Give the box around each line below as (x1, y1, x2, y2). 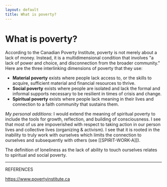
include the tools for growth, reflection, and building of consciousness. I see (5, 116, 161, 122)
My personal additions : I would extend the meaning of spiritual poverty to (5, 111, 156, 117)
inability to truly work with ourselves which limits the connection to (5, 132, 142, 138)
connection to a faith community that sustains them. (12, 101, 119, 107)
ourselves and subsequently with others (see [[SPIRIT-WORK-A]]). (5, 137, 141, 143)
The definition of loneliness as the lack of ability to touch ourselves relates (5, 147, 158, 153)
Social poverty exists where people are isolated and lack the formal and (12, 85, 161, 92)
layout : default (5, 7, 39, 12)
